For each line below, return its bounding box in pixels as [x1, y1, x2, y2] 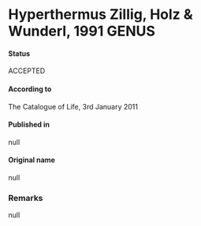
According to [8, 84, 52, 94]
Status [8, 49, 31, 58]
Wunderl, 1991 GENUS [8, 22, 156, 40]
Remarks [8, 192, 43, 203]
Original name [8, 155, 55, 165]
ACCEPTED [8, 66, 46, 76]
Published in [8, 120, 50, 129]
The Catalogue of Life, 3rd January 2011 [8, 102, 138, 111]
